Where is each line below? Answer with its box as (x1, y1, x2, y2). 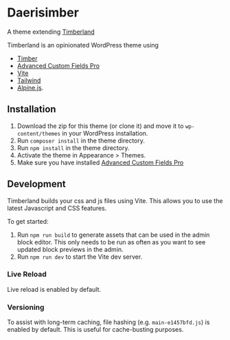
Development (7, 178, 67, 190)
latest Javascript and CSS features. (7, 204, 107, 212)
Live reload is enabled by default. (7, 285, 102, 293)
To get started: (7, 217, 49, 225)
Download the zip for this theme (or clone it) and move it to (16, 122, 184, 130)
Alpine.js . (16, 83, 44, 92)
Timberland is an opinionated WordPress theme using (7, 41, 159, 49)
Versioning (7, 302, 45, 312)
